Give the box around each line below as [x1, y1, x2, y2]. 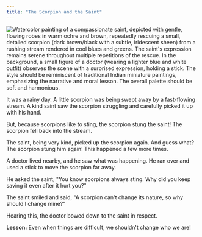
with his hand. [6, 108, 41, 116]
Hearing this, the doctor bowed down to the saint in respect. [6, 211, 157, 219]
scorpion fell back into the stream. [6, 127, 93, 134]
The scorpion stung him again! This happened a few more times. [6, 145, 169, 152]
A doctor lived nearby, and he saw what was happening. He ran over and [6, 157, 190, 164]
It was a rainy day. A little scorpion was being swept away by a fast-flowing [6, 96, 196, 103]
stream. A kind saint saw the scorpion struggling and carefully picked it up [6, 102, 193, 110]
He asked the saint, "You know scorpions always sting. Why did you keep [6, 175, 191, 183]
